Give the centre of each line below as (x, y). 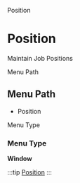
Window (20, 159)
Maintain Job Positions (40, 58)
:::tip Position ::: (30, 172)
